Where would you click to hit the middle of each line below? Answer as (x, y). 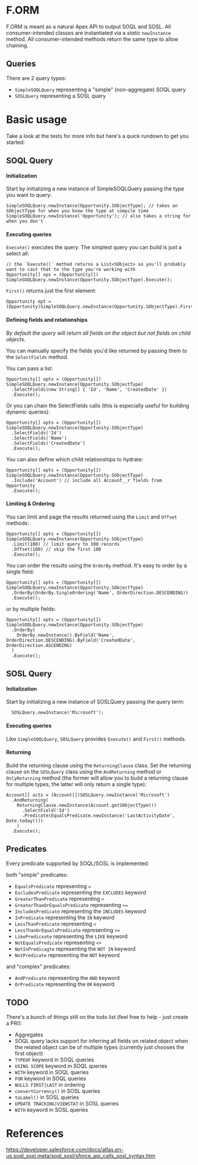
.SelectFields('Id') (37, 433)
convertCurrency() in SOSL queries (57, 1091)
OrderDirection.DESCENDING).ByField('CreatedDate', (71, 640)
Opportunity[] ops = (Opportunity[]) (52, 275)
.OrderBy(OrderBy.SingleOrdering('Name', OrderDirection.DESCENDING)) (100, 593)
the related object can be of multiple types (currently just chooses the (99, 1047)
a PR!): (14, 1023)
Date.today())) (25, 821)
